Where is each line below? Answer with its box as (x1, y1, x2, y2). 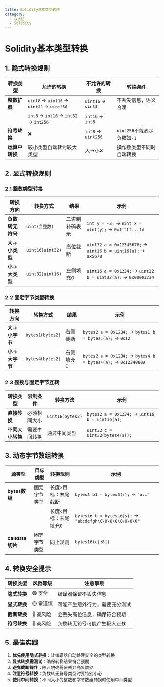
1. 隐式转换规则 (5, 64, 50, 72)
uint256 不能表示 (116, 128, 154, 134)
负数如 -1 (116, 135, 137, 142)
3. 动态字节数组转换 (5, 451, 64, 460)
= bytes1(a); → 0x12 (82, 335, 131, 342)
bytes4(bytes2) (25, 356, 61, 362)
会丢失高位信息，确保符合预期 (58, 611, 126, 618)
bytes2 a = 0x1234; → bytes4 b (82, 352, 155, 359)
